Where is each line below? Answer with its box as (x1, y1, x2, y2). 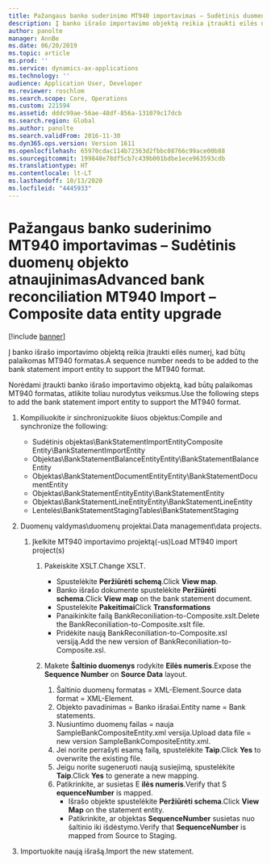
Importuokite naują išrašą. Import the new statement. (19, 846, 194, 856)
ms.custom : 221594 (8, 102, 70, 110)
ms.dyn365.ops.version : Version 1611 (8, 139, 135, 148)
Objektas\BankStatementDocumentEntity (31, 471, 169, 481)
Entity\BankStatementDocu (168, 471, 258, 481)
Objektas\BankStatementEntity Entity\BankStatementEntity (31, 488, 225, 498)
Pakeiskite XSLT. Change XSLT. (44, 561, 146, 570)
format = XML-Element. (56, 693, 135, 703)
